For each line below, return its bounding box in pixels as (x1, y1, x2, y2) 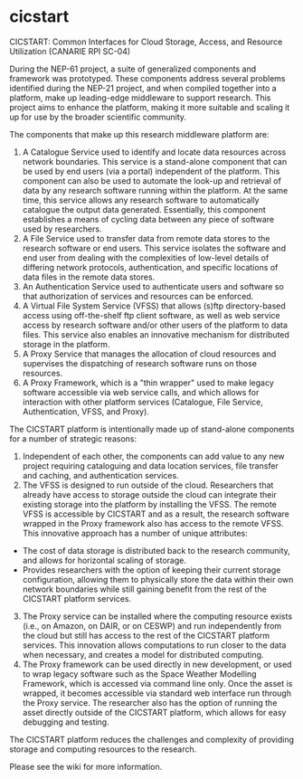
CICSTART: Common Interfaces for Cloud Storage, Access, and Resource (9, 36, 283, 47)
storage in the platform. (22, 338, 110, 349)
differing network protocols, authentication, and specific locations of (22, 261, 279, 272)
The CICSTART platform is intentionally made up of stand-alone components (9, 423, 295, 434)
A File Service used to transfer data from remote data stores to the (22, 233, 270, 243)
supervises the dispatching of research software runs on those (22, 357, 258, 368)
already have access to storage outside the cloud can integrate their (22, 489, 278, 499)
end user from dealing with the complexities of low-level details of (22, 252, 270, 263)
